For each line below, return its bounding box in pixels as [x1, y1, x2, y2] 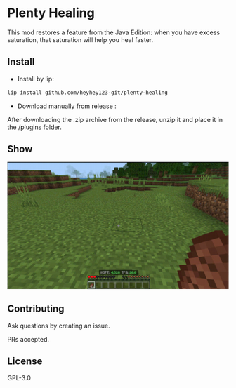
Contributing [7, 303, 65, 315]
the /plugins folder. [7, 123, 62, 131]
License [7, 356, 43, 368]
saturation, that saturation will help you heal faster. [7, 35, 154, 44]
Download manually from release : [17, 102, 117, 110]
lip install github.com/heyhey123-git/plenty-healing [7, 89, 169, 96]
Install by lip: [17, 74, 54, 83]
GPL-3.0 [7, 374, 32, 382]
